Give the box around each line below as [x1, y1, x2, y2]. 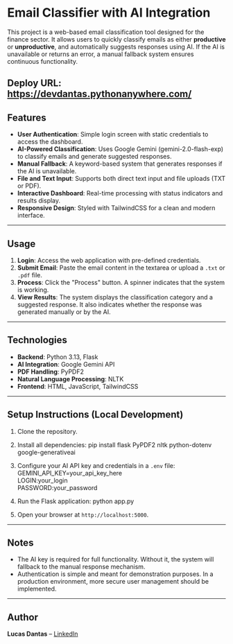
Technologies [7, 334, 68, 346]
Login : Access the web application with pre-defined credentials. [17, 256, 201, 264]
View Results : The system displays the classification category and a [17, 293, 214, 301]
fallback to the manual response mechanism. [17, 563, 146, 571]
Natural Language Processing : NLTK [17, 374, 124, 383]
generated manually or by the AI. [17, 307, 111, 316]
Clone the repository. [17, 427, 78, 435]
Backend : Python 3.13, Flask [17, 352, 98, 361]
